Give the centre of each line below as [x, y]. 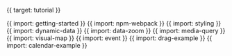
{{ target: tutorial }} [34, 10]
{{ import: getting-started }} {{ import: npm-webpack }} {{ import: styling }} [114, 23]
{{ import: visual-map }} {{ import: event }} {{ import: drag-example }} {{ [109, 38]
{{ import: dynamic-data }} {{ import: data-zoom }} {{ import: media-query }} [116, 31]
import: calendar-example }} [47, 45]
